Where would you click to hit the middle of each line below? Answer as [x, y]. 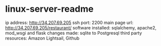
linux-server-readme [49, 9]
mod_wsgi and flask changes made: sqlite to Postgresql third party [74, 33]
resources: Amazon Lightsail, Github [42, 38]
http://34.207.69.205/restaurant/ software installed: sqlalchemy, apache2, [81, 27]
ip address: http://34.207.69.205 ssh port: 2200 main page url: [69, 23]
